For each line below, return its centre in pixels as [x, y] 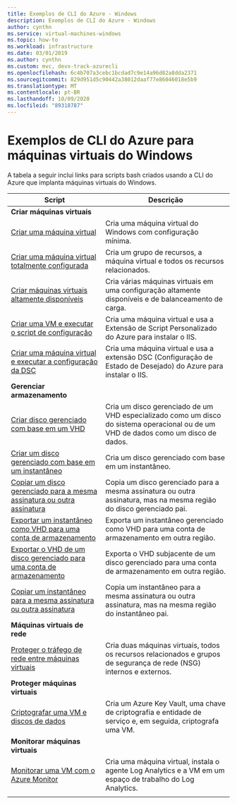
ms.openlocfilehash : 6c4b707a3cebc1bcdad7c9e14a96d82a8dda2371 [102, 73]
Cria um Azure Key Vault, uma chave [165, 703]
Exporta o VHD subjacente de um [160, 553]
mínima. [119, 240]
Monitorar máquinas [46, 741]
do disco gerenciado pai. [146, 508]
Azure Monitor [35, 779]
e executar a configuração [54, 362]
